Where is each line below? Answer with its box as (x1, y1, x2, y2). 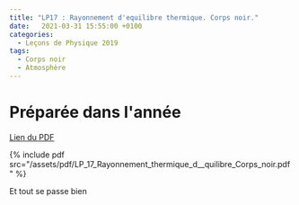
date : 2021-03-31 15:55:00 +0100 (9, 22, 143, 31)
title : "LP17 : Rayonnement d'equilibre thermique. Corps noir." (9, 13, 259, 22)
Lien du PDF (9, 131, 55, 142)
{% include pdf (9, 149, 65, 160)
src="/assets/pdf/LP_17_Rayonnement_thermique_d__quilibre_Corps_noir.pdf (9, 158, 291, 169)
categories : (9, 30, 54, 39)
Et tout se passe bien (9, 185, 87, 196)
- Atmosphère (17, 64, 66, 73)
